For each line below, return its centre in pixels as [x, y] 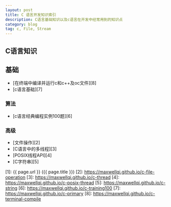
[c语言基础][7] [27, 89]
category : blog [21, 24]
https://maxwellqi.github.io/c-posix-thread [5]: [54, 183]
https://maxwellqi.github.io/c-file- [120, 172]
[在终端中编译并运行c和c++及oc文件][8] [54, 83]
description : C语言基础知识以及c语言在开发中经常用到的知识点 [64, 19]
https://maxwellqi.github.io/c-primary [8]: [49, 193]
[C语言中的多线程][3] [35, 149]
